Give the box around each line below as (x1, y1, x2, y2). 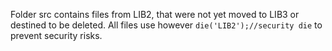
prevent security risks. (10, 30, 103, 41)
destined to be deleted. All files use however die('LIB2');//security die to (10, 19, 323, 31)
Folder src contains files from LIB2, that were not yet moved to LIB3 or (10, 9, 300, 20)
